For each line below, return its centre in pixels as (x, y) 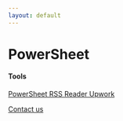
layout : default (34, 15)
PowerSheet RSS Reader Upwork (62, 94)
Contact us (26, 109)
